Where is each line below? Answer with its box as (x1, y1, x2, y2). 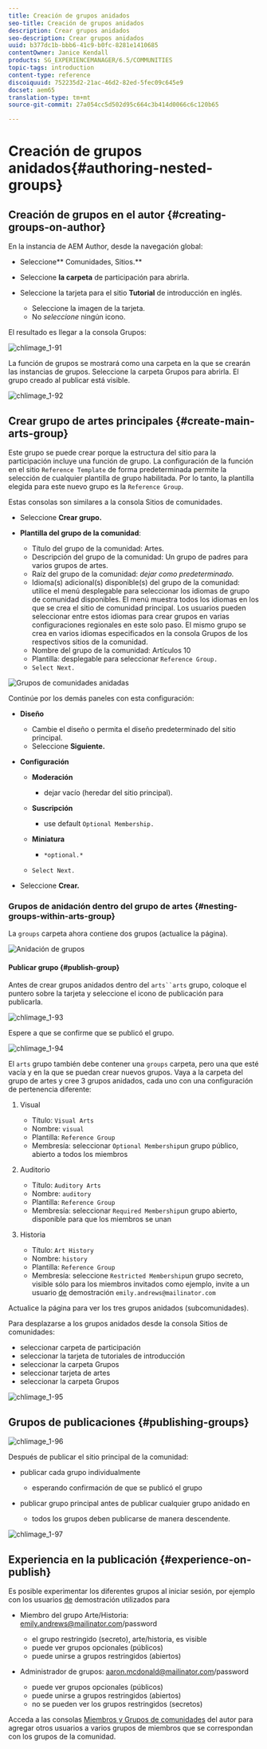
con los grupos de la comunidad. (8, 1731, 116, 1742)
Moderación (31, 772, 73, 781)
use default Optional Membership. (43, 818, 155, 828)
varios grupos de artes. (31, 560, 109, 570)
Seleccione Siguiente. (31, 741, 105, 751)
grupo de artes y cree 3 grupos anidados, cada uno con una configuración (8, 1076, 253, 1086)
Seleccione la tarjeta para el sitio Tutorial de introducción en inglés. (19, 288, 242, 298)
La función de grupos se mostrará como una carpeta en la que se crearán (8, 359, 251, 368)
